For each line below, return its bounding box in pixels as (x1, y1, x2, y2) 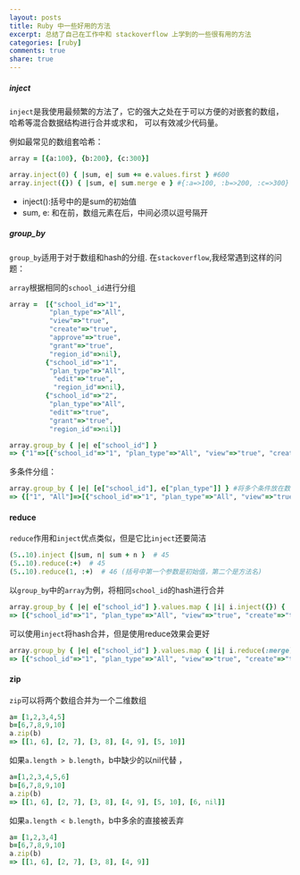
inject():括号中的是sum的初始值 (21, 196, 137, 207)
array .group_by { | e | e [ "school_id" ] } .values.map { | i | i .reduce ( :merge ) (9, 646, 294, 655)
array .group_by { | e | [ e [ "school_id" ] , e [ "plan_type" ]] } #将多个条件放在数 (9, 484, 291, 493)
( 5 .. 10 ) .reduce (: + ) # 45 (9, 559, 105, 568)
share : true (9, 55, 54, 64)
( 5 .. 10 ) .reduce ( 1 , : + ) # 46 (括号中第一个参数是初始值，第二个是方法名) (9, 567, 262, 577)
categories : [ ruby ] (9, 38, 82, 47)
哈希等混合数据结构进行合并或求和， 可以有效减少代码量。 (9, 117, 223, 128)
